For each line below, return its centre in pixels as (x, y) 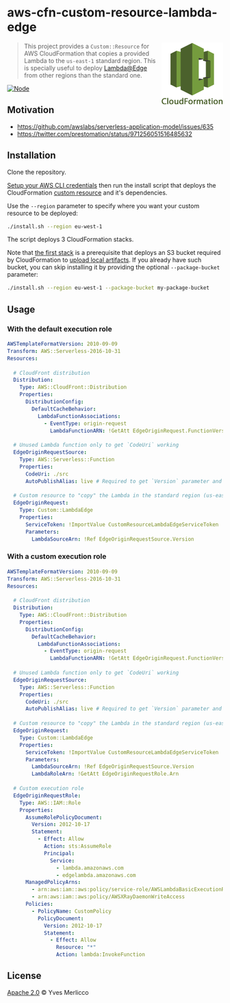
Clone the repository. (37, 172)
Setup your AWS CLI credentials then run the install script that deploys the (112, 185)
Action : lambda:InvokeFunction (101, 955)
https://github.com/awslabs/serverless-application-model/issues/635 (115, 126)
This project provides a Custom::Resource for (86, 46)
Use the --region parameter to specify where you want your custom (103, 206)
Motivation (31, 110)
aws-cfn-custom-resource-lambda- (112, 13)
